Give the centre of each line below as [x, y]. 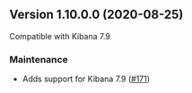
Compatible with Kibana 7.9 [60, 36]
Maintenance [39, 59]
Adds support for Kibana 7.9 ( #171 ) [86, 79]
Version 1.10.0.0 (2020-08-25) [96, 15]
